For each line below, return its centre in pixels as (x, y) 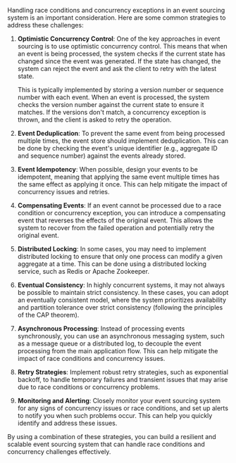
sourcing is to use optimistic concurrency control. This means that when (122, 46)
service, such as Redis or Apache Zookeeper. (83, 271)
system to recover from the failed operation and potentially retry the (116, 228)
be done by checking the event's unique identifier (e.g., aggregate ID (118, 148)
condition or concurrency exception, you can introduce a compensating (122, 213)
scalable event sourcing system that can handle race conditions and (106, 444)
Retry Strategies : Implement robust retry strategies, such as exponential (123, 372)
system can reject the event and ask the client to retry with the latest (117, 69)
